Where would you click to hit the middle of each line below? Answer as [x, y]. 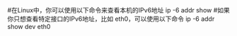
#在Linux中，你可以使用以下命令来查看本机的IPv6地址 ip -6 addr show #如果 [118, 10]
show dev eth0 [29, 27]
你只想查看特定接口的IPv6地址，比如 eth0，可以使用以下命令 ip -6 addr [111, 19]
